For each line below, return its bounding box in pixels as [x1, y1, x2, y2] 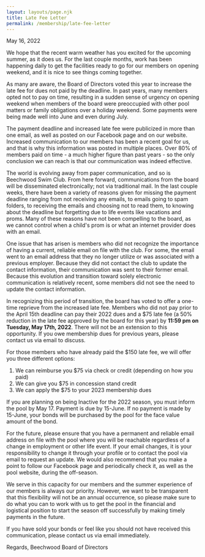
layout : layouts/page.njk [6, 9, 72, 15]
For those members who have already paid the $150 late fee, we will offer [6, 348, 192, 356]
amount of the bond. [6, 418, 58, 425]
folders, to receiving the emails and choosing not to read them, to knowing [6, 202, 194, 209]
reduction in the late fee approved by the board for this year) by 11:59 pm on [6, 317, 199, 325]
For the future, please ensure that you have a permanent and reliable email [6, 430, 195, 437]
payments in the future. [6, 513, 65, 521]
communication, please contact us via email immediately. [6, 532, 151, 539]
